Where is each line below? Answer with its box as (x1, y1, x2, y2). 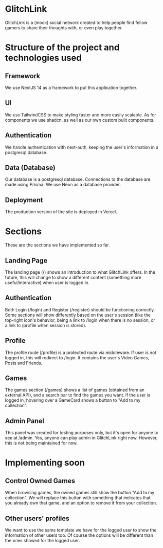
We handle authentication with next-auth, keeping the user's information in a (5, 144, 159, 150)
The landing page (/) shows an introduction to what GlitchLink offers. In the (5, 269, 156, 275)
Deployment (5, 196, 43, 204)
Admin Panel (5, 416, 45, 425)
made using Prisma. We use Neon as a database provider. (5, 182, 121, 188)
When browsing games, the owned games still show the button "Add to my (5, 490, 155, 496)
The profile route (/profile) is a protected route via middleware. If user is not (5, 350, 157, 355)
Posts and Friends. (5, 360, 43, 366)
